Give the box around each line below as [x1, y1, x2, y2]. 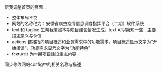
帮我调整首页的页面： [4, 4, 47, 10]
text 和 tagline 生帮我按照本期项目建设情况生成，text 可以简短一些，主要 [11, 27, 156, 33]
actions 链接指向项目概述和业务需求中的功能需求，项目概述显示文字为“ [11, 39, 153, 45]
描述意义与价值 [11, 33, 42, 38]
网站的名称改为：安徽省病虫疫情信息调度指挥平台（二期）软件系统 [11, 21, 144, 26]
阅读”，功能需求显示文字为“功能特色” [16, 45, 90, 51]
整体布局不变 [11, 15, 37, 20]
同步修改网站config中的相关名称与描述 [4, 61, 81, 67]
